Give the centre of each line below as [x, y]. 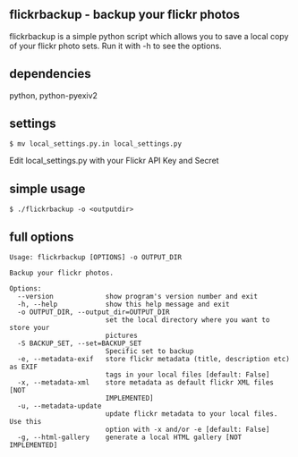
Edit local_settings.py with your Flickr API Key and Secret [114, 161]
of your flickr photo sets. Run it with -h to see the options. [115, 46]
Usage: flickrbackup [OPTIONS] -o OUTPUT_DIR [95, 258]
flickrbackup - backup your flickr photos [124, 15]
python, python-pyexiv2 [54, 95]
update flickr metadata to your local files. [192, 414]
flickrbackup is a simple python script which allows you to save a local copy [149, 36]
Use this [26, 422]
